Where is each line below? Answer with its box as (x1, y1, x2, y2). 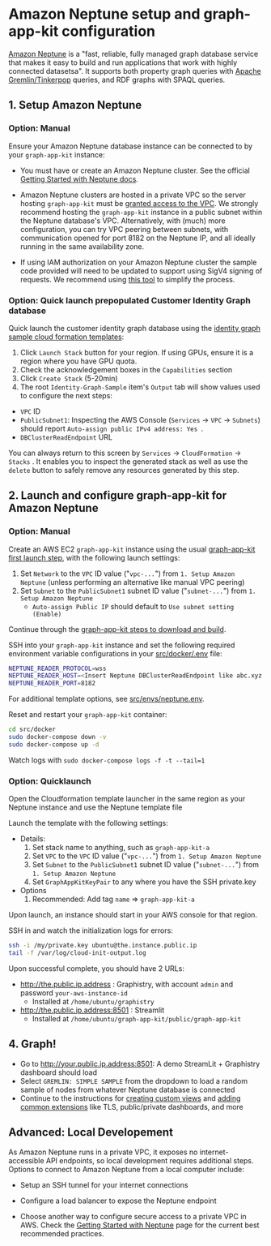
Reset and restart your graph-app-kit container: (8, 710, 167, 720)
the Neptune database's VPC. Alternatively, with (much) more (19, 216, 226, 226)
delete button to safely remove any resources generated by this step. (8, 465, 240, 475)
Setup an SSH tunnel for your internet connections (19, 1179, 188, 1189)
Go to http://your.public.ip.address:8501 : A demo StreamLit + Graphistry (19, 1059, 260, 1068)
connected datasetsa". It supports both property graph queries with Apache (8, 66, 261, 75)
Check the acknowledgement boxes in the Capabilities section (19, 364, 233, 374)
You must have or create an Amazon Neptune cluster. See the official (19, 165, 251, 175)
